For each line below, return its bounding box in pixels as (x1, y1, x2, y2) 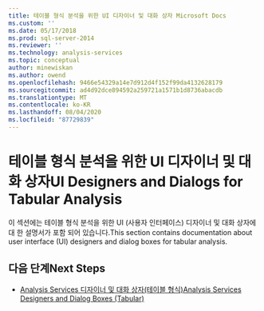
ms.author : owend (8, 71, 66, 79)
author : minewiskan (8, 64, 73, 72)
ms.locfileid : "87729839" (8, 116, 94, 124)
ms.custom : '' (8, 19, 56, 27)
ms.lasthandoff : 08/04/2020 (8, 109, 102, 117)
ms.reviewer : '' (8, 42, 62, 50)
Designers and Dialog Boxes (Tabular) (19, 293, 145, 303)
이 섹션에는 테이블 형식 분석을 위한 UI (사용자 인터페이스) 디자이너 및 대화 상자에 (8, 217, 257, 227)
